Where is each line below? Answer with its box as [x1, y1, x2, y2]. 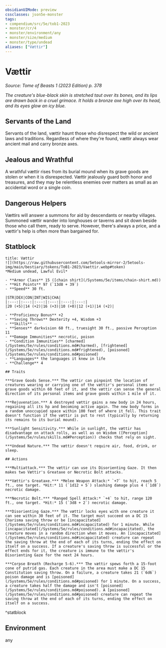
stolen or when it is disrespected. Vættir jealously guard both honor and [5, 174, 152, 180]
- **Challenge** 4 [5, 360, 43, 366]
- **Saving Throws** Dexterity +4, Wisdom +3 [5, 317, 101, 322]
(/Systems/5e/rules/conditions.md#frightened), [5, 347, 106, 352]
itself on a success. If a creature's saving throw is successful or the [5, 544, 162, 549]
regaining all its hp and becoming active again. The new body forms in [5, 404, 159, 409]
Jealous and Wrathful [5, 155, 74, 164]
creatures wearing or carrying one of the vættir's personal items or [5, 382, 155, 387]
